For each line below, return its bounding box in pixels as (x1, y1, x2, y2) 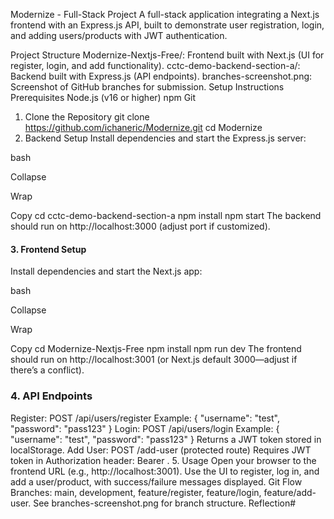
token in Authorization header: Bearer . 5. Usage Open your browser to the (10, 454, 317, 466)
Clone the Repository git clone (24, 111, 150, 123)
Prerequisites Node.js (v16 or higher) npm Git (10, 92, 197, 103)
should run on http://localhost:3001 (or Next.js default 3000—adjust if (10, 354, 298, 366)
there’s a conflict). (10, 364, 85, 376)
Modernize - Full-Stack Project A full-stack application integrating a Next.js (10, 9, 320, 20)
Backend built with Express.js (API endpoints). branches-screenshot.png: (10, 70, 313, 82)
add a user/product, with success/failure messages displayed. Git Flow (10, 475, 303, 488)
